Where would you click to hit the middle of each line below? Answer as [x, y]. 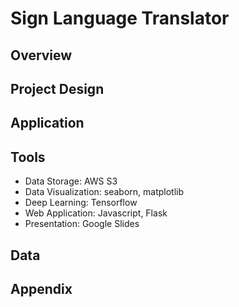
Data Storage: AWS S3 [71, 181]
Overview [41, 55]
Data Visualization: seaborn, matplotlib [104, 192]
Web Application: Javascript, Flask [96, 213]
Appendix [41, 288]
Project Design [57, 88]
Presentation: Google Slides [82, 224]
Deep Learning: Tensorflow [81, 203]
